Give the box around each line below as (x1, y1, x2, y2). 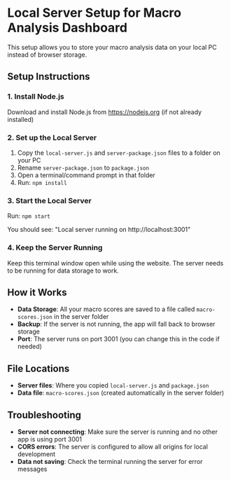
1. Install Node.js (7, 92, 64, 102)
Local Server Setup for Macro (7, 5, 182, 21)
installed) (7, 115, 34, 123)
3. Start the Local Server (7, 196, 92, 205)
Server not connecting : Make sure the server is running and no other (17, 427, 218, 436)
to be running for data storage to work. (7, 266, 119, 275)
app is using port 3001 (17, 434, 83, 443)
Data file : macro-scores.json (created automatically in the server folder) (17, 389, 225, 397)
